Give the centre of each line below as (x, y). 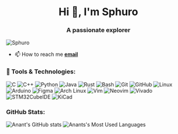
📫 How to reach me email (46, 54)
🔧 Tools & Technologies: (41, 72)
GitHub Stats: (26, 112)
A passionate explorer (98, 30)
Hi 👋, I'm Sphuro (98, 12)
